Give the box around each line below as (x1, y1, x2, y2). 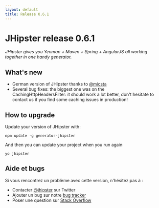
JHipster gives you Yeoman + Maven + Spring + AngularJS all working (5, 49, 148, 55)
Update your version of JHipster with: (5, 124, 81, 130)
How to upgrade (5, 111, 55, 119)
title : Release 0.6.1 (5, 12, 49, 17)
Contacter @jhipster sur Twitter (12, 187, 76, 193)
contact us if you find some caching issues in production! (12, 97, 128, 103)
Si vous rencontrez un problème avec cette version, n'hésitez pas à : (5, 177, 143, 183)
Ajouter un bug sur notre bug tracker (12, 192, 87, 198)
